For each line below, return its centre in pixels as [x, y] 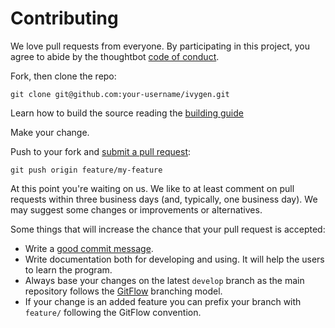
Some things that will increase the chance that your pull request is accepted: [168, 229]
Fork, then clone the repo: [63, 76]
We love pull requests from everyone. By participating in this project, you [160, 46]
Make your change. [50, 132]
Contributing [64, 18]
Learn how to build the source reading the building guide [127, 113]
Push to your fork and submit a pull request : [101, 151]
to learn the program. [68, 269]
